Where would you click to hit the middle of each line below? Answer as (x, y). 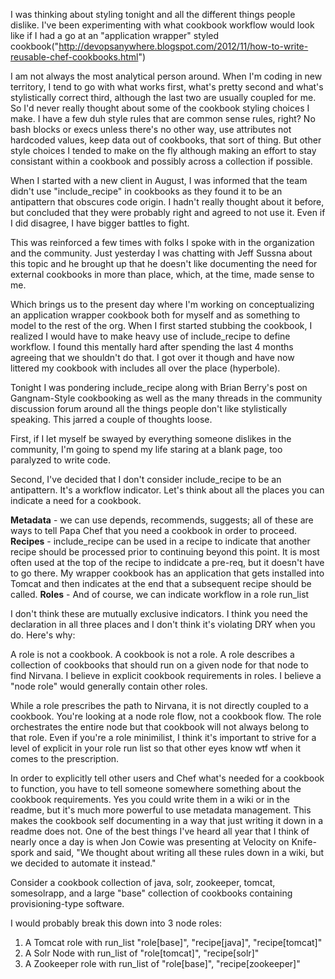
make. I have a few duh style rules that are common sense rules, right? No (163, 118)
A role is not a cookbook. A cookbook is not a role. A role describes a (152, 654)
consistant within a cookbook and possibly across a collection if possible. (161, 161)
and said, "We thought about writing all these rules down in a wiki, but (180, 852)
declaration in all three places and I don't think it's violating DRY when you (163, 624)
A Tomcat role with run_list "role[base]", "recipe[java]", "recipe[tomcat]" (173, 942)
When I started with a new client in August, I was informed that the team (159, 180)
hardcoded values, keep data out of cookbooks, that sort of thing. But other (166, 140)
